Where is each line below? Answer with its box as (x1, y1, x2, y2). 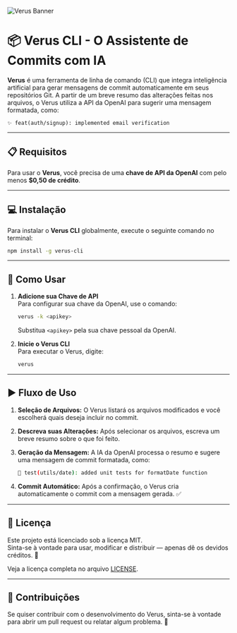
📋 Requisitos (7, 146, 67, 158)
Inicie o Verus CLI (17, 339, 71, 349)
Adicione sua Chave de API (17, 292, 99, 301)
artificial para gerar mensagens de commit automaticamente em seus (7, 83, 209, 92)
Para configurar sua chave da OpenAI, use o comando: (17, 300, 178, 308)
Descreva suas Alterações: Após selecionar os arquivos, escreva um (17, 427, 220, 435)
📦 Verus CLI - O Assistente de (7, 32, 189, 49)
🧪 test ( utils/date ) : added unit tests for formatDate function (17, 469, 208, 476)
